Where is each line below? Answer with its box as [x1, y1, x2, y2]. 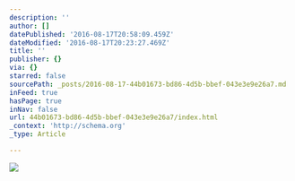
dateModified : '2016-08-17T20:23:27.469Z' [9, 38, 170, 47]
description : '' [9, 13, 70, 22]
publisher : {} [9, 55, 63, 64]
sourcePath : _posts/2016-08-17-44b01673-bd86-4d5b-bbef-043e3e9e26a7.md [9, 80, 287, 89]
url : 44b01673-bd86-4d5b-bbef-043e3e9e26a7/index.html [9, 113, 219, 122]
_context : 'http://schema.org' [9, 122, 126, 131]
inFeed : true [9, 88, 58, 97]
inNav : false [9, 105, 58, 114]
